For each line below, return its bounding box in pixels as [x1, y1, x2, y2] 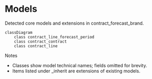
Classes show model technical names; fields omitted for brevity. [12, 62, 147, 68]
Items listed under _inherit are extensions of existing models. [12, 68, 141, 74]
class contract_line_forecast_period [14, 34, 95, 39]
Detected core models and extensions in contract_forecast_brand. [5, 20, 144, 26]
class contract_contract [14, 39, 67, 44]
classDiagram [5, 30, 33, 35]
